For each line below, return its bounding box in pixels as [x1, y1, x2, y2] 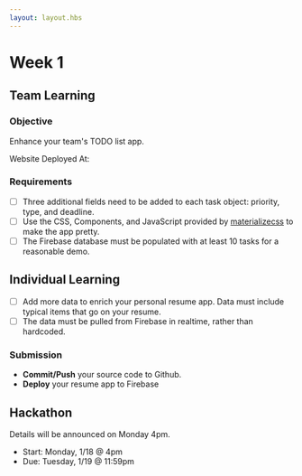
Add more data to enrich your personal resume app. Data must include [22, 295, 285, 307]
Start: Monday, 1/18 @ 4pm [22, 446, 124, 457]
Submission [9, 349, 63, 361]
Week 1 [9, 51, 64, 72]
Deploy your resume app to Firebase [22, 378, 160, 389]
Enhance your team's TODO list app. [9, 135, 144, 146]
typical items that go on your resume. [22, 306, 161, 317]
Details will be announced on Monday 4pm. [9, 429, 171, 440]
